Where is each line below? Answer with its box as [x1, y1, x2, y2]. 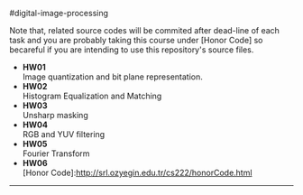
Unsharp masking [22, 110, 88, 120]
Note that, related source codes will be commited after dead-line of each [9, 25, 280, 35]
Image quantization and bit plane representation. [22, 71, 203, 82]
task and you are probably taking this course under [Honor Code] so [9, 35, 263, 45]
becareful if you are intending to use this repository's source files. [9, 44, 254, 55]
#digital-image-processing [9, 8, 109, 18]
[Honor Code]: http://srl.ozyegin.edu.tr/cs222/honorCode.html [22, 167, 252, 178]
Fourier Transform [22, 148, 90, 159]
